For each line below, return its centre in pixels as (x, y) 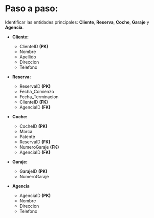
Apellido (28, 56)
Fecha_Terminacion (39, 97)
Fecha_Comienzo (37, 91)
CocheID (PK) (33, 126)
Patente (27, 136)
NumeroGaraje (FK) (39, 147)
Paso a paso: (32, 9)
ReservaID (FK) (35, 142)
